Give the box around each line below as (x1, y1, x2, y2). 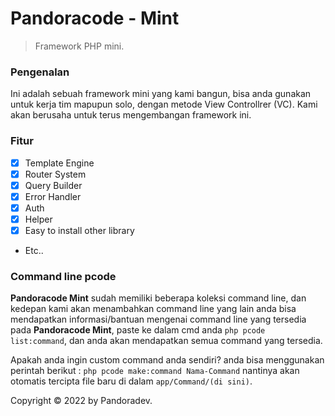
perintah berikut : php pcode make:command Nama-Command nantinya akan (10, 365, 300, 377)
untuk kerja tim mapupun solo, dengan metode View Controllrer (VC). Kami (10, 98, 318, 111)
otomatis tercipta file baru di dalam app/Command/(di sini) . (10, 375, 253, 387)
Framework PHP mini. (34, 40, 125, 52)
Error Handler (24, 190, 82, 202)
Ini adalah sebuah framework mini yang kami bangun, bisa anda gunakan (10, 88, 312, 100)
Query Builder (24, 179, 83, 191)
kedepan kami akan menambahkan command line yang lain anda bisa (10, 303, 297, 315)
